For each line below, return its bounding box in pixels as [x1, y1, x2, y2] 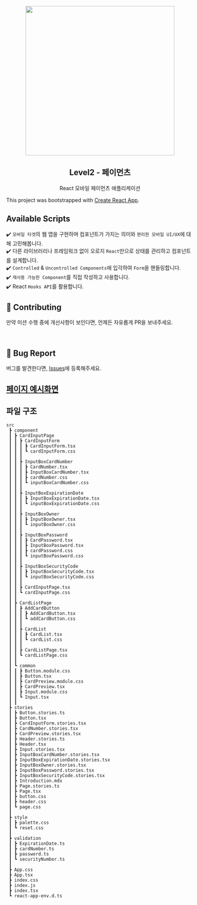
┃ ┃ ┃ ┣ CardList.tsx [8, 631, 62, 638]
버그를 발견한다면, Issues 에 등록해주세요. [6, 365, 102, 372]
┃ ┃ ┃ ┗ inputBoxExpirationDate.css [8, 501, 100, 507]
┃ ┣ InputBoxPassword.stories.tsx [8, 768, 95, 773]
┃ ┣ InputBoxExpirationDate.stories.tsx [8, 757, 111, 763]
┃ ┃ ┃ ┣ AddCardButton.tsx [8, 610, 76, 617]
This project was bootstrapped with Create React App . [6, 196, 140, 203]
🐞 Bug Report [6, 348, 56, 358]
